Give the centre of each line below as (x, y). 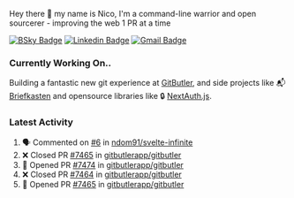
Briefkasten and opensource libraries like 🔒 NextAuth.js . (110, 96)
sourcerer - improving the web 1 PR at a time (90, 23)
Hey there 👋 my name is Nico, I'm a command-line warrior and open (133, 14)
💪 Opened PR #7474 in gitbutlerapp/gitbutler (102, 164)
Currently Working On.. (60, 63)
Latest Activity (41, 122)
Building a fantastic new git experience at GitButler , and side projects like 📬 (147, 83)
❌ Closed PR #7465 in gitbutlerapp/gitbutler (102, 155)
